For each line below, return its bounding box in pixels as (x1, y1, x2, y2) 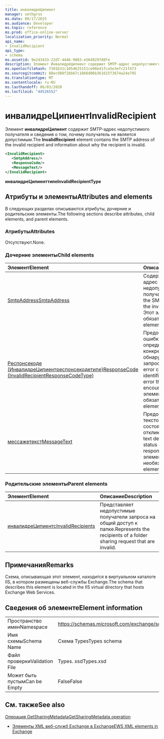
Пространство (7, 618, 42, 624)
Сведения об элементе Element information (5, 603, 143, 612)
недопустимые (100, 508, 136, 514)
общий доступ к (100, 520, 138, 527)
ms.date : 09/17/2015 (5, 16, 47, 21)
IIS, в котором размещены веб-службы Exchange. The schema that (5, 579, 143, 585)
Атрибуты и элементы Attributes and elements (5, 193, 153, 201)
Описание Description (100, 493, 152, 500)
